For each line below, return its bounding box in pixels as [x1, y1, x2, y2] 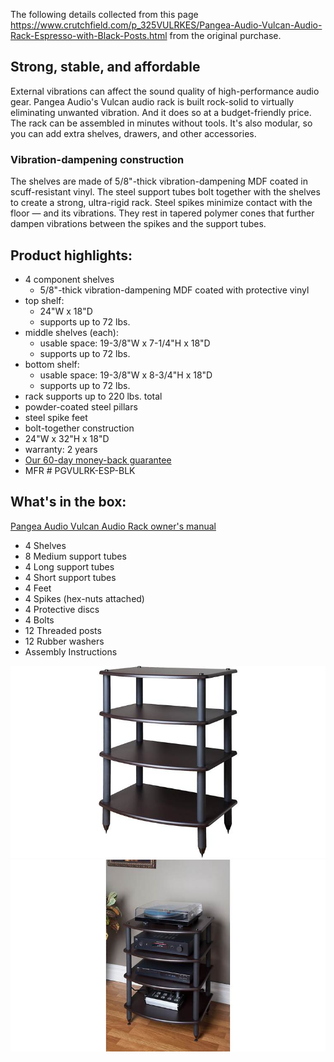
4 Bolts [24, 614, 55, 626]
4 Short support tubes [24, 571, 117, 583]
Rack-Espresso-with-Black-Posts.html [10, 30, 168, 41]
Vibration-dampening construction [10, 152, 185, 166]
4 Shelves [24, 539, 67, 551]
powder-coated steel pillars [24, 400, 138, 413]
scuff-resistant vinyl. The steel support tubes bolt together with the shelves [10, 186, 321, 198]
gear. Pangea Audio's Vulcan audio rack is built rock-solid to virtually [10, 95, 295, 108]
